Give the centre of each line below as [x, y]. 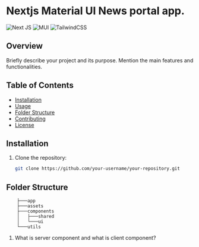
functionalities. [24, 66]
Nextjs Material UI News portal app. [96, 11]
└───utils [29, 227]
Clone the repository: [41, 158]
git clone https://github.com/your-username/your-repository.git [97, 169]
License [24, 125]
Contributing [30, 118]
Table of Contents [40, 85]
